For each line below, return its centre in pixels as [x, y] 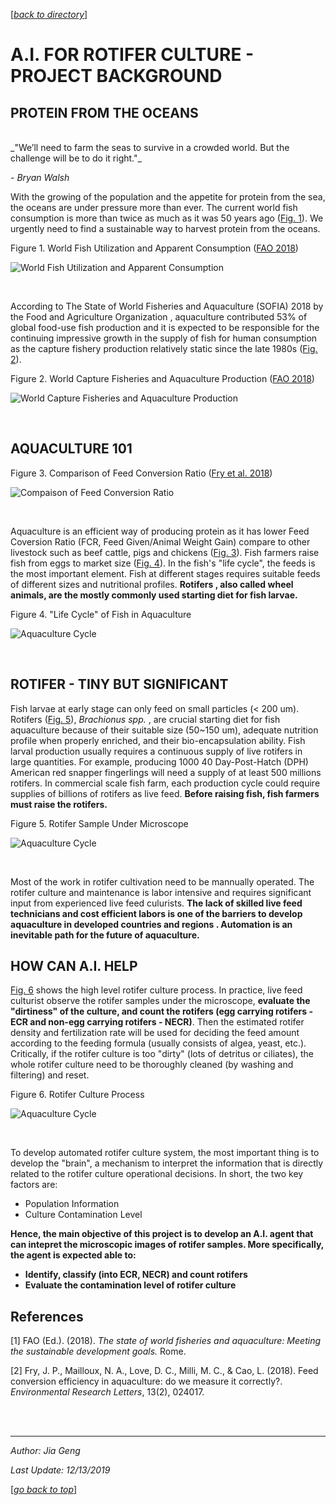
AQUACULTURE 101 [71, 449]
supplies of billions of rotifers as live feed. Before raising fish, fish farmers [165, 793]
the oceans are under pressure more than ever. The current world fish [154, 207]
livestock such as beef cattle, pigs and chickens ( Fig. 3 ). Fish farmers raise [165, 552]
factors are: [34, 1185]
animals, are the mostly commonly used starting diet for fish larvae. [154, 595]
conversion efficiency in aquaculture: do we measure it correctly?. [146, 1381]
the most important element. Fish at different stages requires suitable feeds [165, 573]
